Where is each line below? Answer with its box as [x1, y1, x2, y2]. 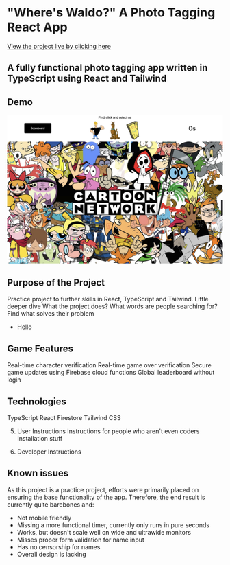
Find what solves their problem [7, 310, 94, 318]
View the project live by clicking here [7, 42, 112, 50]
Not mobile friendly [16, 514, 72, 522]
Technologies [7, 395, 67, 407]
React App [7, 19, 68, 35]
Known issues [7, 468, 69, 479]
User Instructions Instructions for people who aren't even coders [16, 427, 200, 435]
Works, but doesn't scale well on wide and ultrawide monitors [16, 528, 192, 536]
